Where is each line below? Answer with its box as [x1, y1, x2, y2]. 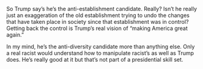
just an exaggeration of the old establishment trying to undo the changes [6, 12, 190, 19]
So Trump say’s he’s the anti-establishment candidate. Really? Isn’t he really [6, 5, 197, 12]
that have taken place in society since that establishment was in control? [6, 18, 189, 25]
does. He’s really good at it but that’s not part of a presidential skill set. [6, 56, 183, 63]
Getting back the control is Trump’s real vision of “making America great [6, 24, 188, 32]
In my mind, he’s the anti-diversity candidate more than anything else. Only [6, 43, 195, 50]
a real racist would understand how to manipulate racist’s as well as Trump [6, 49, 194, 57]
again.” [6, 31, 24, 38]
